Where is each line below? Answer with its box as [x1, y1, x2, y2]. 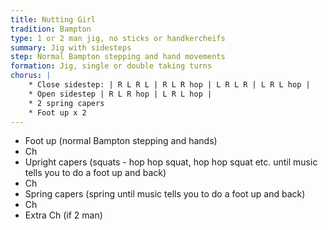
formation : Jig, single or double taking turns [10, 61, 213, 71]
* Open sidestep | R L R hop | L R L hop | [28, 89, 213, 99]
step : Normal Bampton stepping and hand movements [10, 52, 226, 62]
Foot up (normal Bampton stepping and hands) [24, 135, 218, 147]
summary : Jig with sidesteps [10, 42, 132, 53]
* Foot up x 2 [28, 107, 87, 118]
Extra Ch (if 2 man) [24, 209, 103, 221]
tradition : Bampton [10, 24, 92, 34]
